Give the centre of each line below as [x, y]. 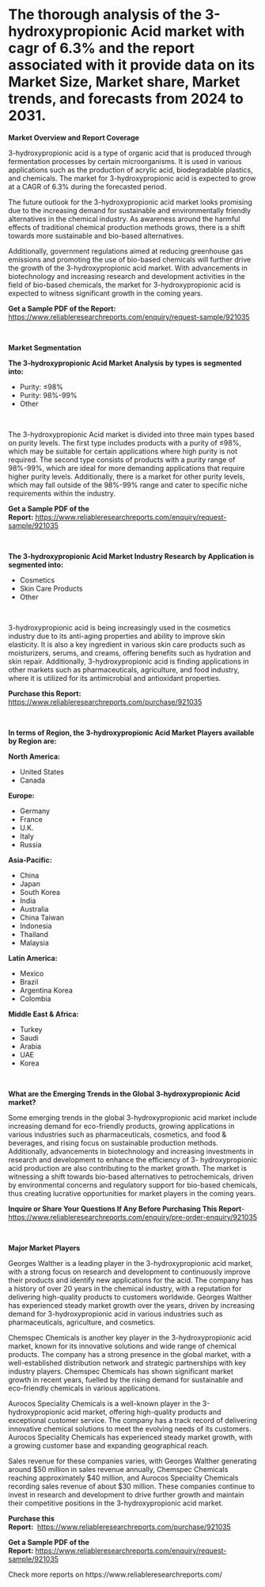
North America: [34, 756]
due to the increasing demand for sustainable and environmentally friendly [130, 210]
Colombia [35, 998]
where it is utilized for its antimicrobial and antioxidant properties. [115, 678]
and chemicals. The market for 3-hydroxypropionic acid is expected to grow [132, 178]
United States [42, 771]
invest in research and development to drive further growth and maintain [126, 1494]
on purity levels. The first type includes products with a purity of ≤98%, [125, 442]
